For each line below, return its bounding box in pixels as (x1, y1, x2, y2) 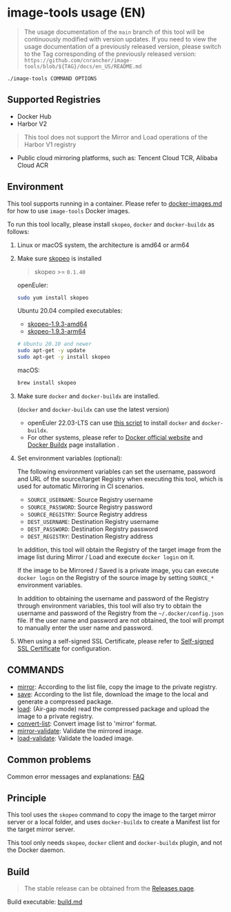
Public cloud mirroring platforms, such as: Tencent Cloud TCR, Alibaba (17, 153, 219, 162)
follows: (7, 227, 30, 235)
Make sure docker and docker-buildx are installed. (17, 391, 160, 400)
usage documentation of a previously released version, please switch (23, 42, 222, 50)
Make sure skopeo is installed (17, 254, 102, 262)
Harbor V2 (17, 119, 47, 128)
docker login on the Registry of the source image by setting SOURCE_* (17, 573, 214, 581)
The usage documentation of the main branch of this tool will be (23, 28, 205, 36)
